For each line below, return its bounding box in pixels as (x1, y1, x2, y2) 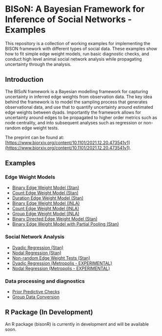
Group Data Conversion (12, 294, 60, 300)
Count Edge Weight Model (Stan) (12, 190, 79, 196)
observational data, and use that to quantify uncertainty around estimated (5, 104, 153, 110)
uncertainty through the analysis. (5, 61, 72, 67)
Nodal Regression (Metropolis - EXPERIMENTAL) (12, 265, 110, 271)
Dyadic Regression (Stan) (12, 244, 63, 250)
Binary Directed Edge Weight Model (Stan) (12, 216, 98, 222)
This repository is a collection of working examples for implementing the (5, 40, 150, 46)
